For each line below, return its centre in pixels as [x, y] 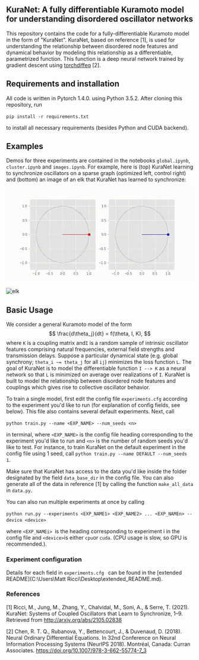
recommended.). [27, 544]
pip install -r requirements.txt [48, 116]
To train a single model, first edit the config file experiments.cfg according [97, 399]
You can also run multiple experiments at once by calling [75, 502]
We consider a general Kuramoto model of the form [69, 325]
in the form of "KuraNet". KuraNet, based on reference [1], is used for [91, 40]
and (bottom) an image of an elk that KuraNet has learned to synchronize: [96, 180]
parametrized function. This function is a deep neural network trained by [95, 58]
